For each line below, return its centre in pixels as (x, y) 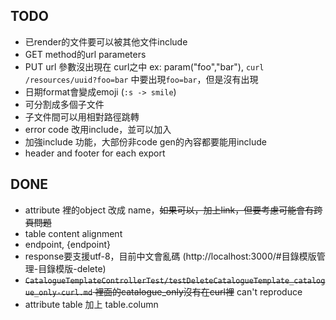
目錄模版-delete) (72, 268)
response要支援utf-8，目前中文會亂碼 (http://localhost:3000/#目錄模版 (170, 256)
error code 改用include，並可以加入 (98, 129)
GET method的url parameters (85, 54)
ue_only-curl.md (58, 292)
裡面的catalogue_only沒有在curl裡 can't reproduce (198, 291)
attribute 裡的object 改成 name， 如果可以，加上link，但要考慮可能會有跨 (173, 210)
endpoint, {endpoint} (67, 244)
